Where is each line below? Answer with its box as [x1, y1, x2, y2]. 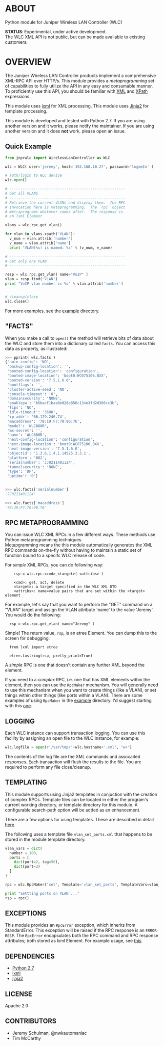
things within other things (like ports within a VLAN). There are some [5, 693, 143, 698]
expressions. [5, 93, 31, 99]
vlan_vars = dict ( [5, 846, 42, 851]
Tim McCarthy [12, 1035, 41, 1041]
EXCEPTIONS [5, 909, 46, 917]
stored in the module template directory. [5, 836, 86, 842]
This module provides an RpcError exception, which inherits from [5, 922, 136, 928]
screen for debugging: [5, 635, 50, 641]
